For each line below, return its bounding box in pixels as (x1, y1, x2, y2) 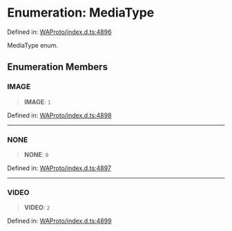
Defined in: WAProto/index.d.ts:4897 (7, 164, 112, 172)
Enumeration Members (7, 61, 108, 73)
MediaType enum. (7, 41, 59, 49)
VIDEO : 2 (23, 203, 50, 212)
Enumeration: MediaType (7, 5, 155, 21)
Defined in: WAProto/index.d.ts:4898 (7, 111, 112, 119)
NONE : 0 (23, 150, 49, 158)
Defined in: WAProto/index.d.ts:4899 (7, 216, 112, 225)
